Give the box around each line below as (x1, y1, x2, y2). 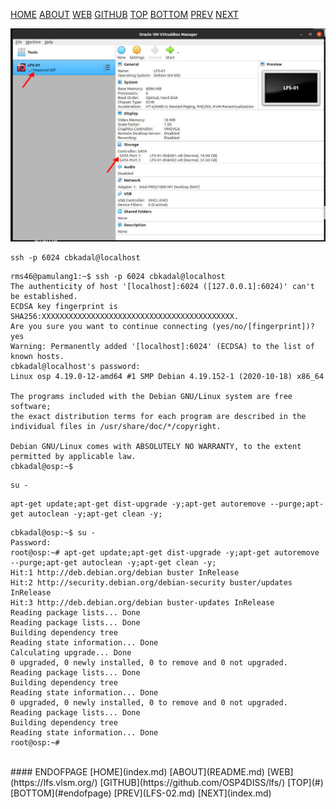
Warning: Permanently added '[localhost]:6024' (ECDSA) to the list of (10, 342, 315, 352)
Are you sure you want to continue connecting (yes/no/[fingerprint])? (10, 322, 315, 332)
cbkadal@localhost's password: (10, 362, 141, 372)
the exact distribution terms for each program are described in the (10, 412, 307, 422)
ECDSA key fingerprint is (10, 302, 118, 312)
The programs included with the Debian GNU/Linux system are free (10, 392, 293, 402)
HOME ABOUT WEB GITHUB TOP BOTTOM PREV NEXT (10, 9, 240, 20)
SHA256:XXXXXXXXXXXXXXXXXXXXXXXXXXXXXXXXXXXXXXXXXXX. (10, 312, 240, 322)
